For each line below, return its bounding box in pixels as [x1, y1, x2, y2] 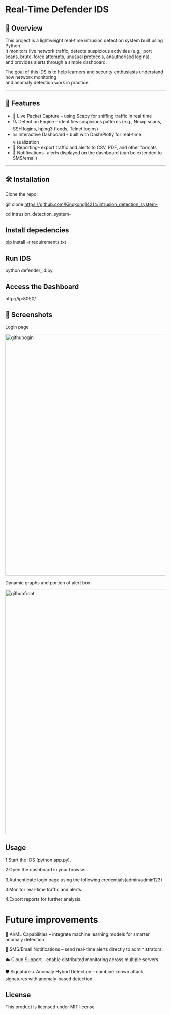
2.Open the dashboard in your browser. [5, 866, 88, 872]
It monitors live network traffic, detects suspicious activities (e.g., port [5, 48, 152, 54]
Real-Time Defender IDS [5, 4, 109, 15]
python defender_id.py [5, 267, 53, 273]
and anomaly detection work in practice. [5, 80, 90, 86]
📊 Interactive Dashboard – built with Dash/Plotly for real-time [12, 131, 141, 137]
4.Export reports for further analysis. [5, 896, 82, 902]
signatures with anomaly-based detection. [5, 976, 94, 982]
